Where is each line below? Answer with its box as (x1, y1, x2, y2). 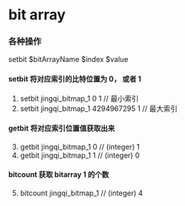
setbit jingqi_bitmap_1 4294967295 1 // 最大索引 (19, 103, 179, 113)
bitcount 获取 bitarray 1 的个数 (8, 170, 109, 179)
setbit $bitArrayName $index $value (8, 55, 129, 64)
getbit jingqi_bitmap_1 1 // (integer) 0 (19, 150, 140, 160)
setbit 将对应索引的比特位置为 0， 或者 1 (8, 74, 142, 84)
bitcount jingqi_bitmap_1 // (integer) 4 (19, 188, 143, 198)
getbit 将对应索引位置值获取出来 (8, 123, 115, 134)
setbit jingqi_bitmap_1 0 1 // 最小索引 (19, 93, 139, 103)
